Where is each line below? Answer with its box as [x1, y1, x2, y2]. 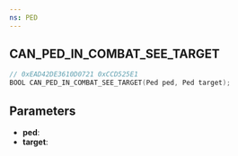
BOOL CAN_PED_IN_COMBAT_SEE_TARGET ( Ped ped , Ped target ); [9, 78, 231, 88]
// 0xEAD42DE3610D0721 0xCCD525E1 [9, 70, 139, 79]
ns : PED [9, 13, 39, 22]
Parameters [9, 103, 76, 118]
